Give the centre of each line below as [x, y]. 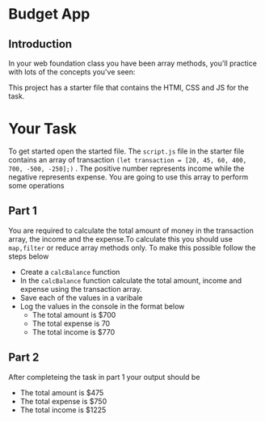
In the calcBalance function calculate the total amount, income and [131, 281]
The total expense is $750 [63, 401]
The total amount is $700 [74, 314]
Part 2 [24, 358]
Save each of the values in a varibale [81, 298]
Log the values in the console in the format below [102, 306]
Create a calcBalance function [70, 272]
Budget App [49, 14]
